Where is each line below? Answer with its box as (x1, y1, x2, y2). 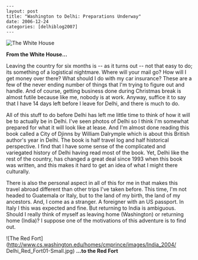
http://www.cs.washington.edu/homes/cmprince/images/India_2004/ (8, 241, 176, 248)
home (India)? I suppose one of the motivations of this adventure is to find (6, 217, 186, 224)
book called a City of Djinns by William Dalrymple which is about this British (6, 131, 190, 137)
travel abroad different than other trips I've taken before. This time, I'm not (6, 186, 187, 193)
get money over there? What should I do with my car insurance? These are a (6, 75, 192, 82)
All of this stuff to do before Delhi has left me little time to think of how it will (6, 112, 190, 118)
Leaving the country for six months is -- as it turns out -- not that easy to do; (6, 63, 193, 69)
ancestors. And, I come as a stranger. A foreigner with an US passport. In (6, 199, 184, 205)
